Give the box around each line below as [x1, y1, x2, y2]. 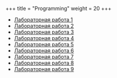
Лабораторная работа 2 [13, 23, 74, 29]
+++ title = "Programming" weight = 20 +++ [5, 5, 112, 12]
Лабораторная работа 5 [13, 41, 74, 48]
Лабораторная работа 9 [13, 66, 74, 72]
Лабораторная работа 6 [13, 47, 74, 54]
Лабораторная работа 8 [13, 59, 74, 66]
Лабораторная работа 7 [13, 54, 74, 60]
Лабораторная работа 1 [13, 16, 73, 23]
